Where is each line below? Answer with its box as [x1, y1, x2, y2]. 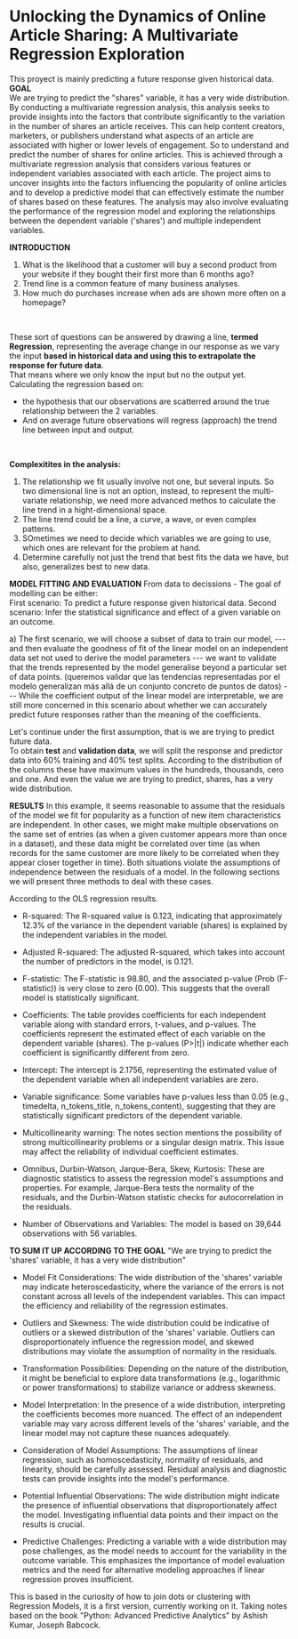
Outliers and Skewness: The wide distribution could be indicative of [21, 1317, 270, 1328]
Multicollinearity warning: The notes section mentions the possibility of [21, 1127, 282, 1138]
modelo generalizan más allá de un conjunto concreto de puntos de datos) [9, 681, 282, 691]
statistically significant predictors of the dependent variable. [21, 1110, 243, 1120]
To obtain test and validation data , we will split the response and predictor [9, 745, 283, 755]
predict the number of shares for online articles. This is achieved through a [9, 149, 283, 159]
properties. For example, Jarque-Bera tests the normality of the [21, 1182, 255, 1193]
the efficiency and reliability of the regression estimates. [21, 1300, 229, 1311]
